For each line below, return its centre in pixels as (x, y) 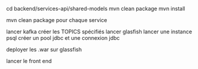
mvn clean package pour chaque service (57, 20)
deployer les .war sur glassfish (44, 49)
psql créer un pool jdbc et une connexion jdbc (63, 38)
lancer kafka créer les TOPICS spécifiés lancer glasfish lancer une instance (99, 32)
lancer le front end (29, 61)
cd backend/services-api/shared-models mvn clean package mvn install (96, 9)
